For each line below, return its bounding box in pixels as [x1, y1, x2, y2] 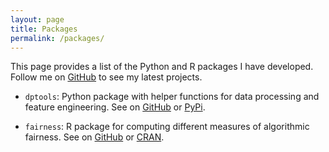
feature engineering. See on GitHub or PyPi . [24, 101, 206, 113]
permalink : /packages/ [10, 33, 105, 43]
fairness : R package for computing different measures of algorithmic [24, 121, 310, 133]
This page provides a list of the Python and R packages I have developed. [10, 61, 314, 73]
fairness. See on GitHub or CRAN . [24, 131, 165, 143]
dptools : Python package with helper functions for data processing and [24, 91, 320, 103]
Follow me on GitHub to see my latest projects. [10, 71, 203, 83]
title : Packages [10, 24, 78, 34]
